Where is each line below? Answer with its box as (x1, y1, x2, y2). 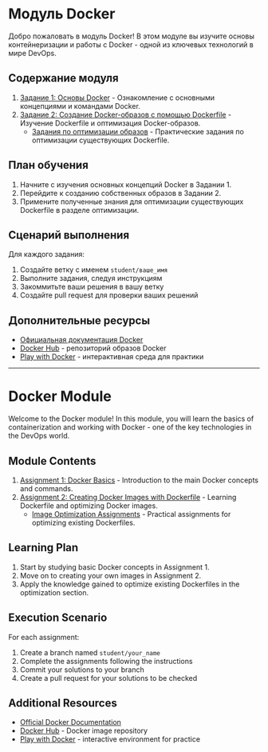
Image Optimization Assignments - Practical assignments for (31, 509, 231, 518)
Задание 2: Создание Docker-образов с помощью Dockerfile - (19, 110, 232, 119)
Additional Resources (8, 696, 117, 710)
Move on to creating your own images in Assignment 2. (19, 570, 202, 580)
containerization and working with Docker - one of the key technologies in (8, 422, 252, 432)
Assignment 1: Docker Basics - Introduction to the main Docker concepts (19, 475, 259, 485)
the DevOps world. (8, 431, 70, 441)
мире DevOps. (8, 48, 57, 58)
